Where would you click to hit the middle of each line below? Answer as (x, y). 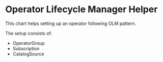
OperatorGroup (29, 43)
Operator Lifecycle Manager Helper (81, 9)
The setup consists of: (29, 33)
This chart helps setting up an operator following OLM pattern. (71, 23)
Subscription (26, 48)
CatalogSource (28, 54)
